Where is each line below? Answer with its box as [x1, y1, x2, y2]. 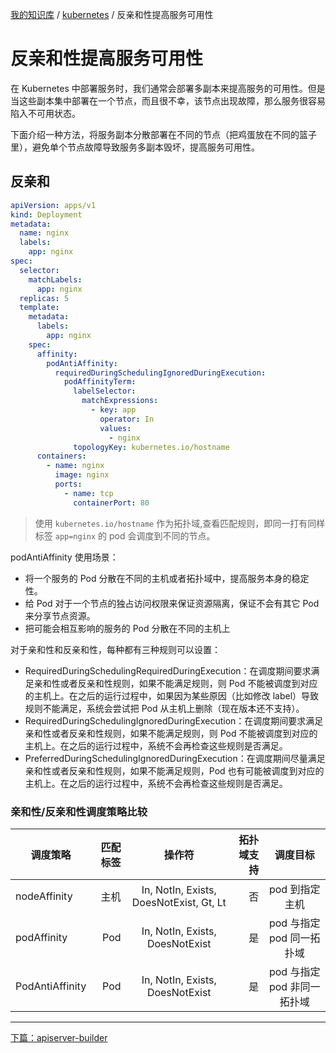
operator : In [99, 414, 155, 424]
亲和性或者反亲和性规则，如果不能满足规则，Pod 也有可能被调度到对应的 [24, 764, 325, 777]
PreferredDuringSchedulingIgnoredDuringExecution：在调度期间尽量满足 [24, 752, 326, 764]
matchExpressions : [81, 396, 159, 406]
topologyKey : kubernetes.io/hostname [73, 442, 230, 452]
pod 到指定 [268, 882, 321, 896]
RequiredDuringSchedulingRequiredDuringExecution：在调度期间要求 [24, 664, 312, 677]
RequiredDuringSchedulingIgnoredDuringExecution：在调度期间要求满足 [24, 714, 324, 727]
